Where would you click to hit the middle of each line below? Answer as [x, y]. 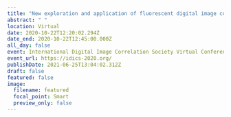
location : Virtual [33, 26]
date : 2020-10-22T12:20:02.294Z [53, 33]
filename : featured [41, 90]
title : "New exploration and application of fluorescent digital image [112, 13]
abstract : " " [27, 20]
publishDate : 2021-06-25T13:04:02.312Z [64, 65]
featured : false [30, 77]
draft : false [26, 71]
